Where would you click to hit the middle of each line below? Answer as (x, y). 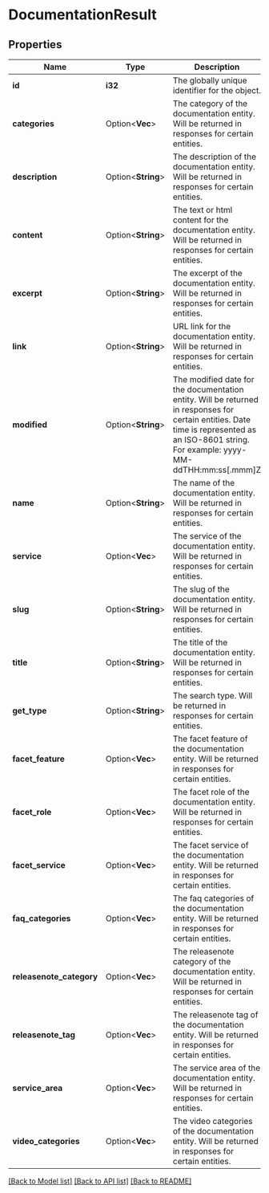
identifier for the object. (217, 90)
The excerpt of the (207, 273)
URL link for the (201, 326)
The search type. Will (213, 696)
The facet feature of (210, 739)
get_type (30, 711)
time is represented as (215, 430)
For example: (197, 450)
